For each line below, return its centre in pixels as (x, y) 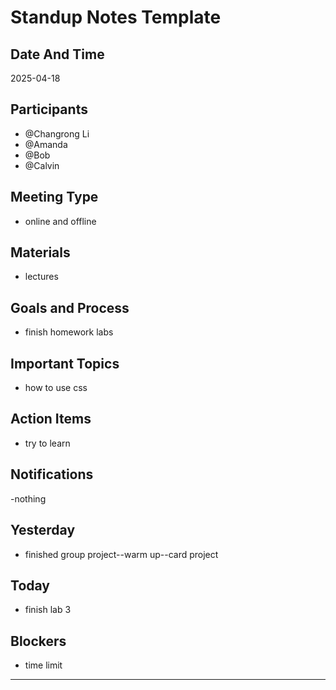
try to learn (47, 443)
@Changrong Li (57, 133)
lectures (41, 277)
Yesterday (43, 530)
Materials (40, 252)
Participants (49, 109)
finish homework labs (69, 332)
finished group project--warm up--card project (121, 554)
